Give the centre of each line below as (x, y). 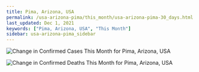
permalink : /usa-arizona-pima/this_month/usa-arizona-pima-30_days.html (100, 17)
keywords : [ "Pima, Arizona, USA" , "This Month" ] (69, 28)
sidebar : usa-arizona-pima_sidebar (51, 34)
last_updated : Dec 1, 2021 (40, 23)
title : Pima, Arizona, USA (40, 12)
